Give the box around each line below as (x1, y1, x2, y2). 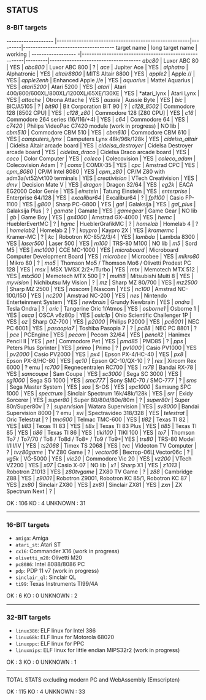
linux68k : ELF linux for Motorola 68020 (15, 634, 115, 641)
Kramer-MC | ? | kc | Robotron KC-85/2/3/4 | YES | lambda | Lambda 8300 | (6, 233, 199, 240)
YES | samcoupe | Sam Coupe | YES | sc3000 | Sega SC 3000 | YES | (6, 370, 182, 377)
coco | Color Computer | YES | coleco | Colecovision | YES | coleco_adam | (6, 155, 196, 162)
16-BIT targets (6, 520, 50, 529)
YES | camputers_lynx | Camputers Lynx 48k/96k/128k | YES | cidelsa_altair (6, 135, 198, 142)
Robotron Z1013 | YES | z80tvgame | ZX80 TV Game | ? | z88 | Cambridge (6, 468, 193, 475)
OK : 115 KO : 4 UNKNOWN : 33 (6, 688, 86, 696)
